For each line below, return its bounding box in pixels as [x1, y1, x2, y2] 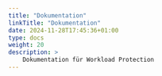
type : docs [8, 33, 44, 42]
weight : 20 [8, 41, 44, 49]
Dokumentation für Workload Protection [22, 56, 155, 64]
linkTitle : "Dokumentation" [8, 19, 102, 27]
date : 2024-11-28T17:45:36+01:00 [8, 26, 119, 34]
